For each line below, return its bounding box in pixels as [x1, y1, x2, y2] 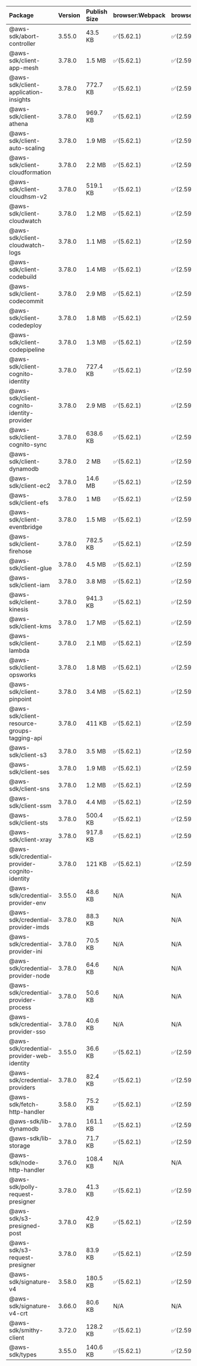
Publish [86, 8, 108, 15]
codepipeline [9, 345, 45, 354]
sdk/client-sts [9, 819, 49, 826]
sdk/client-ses [9, 768, 50, 776]
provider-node [9, 972, 50, 979]
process [9, 1003, 32, 1011]
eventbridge [9, 523, 43, 531]
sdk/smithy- [9, 1327, 43, 1334]
